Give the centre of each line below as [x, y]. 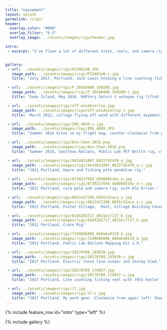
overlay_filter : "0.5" [33, 33]
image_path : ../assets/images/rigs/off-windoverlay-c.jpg [73, 110]
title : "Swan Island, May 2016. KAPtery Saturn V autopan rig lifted [85, 97]
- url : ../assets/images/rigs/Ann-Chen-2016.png [59, 143]
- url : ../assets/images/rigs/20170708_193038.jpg [61, 252]
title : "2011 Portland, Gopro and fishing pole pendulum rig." [79, 170]
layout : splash [21, 14]
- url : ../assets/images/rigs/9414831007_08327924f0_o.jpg [70, 161]
